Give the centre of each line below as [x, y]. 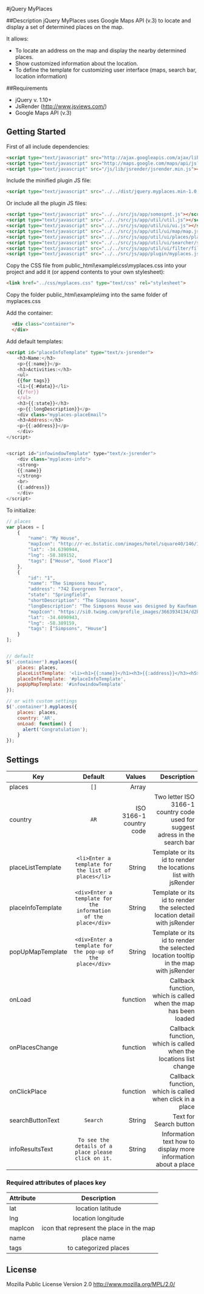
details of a [94, 1146]
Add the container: [30, 313]
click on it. [94, 1158]
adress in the [176, 835]
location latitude [98, 1208]
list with [184, 875]
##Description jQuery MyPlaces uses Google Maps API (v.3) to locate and [99, 20]
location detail [175, 915]
